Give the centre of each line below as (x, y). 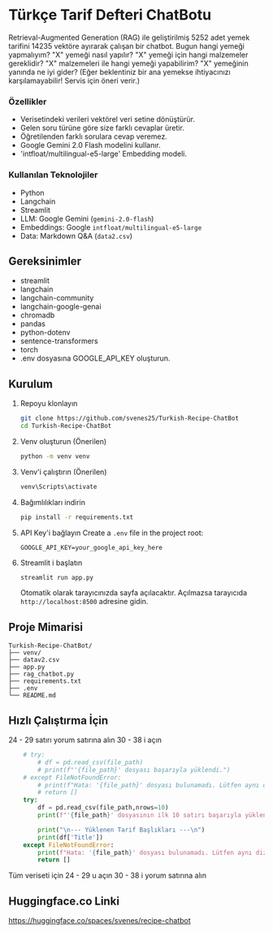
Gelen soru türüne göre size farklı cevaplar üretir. (102, 128)
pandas (33, 324)
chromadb (37, 315)
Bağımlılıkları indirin (52, 502)
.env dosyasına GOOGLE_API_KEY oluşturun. (95, 358)
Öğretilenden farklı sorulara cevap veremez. (94, 136)
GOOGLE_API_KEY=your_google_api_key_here (91, 547)
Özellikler (28, 102)
